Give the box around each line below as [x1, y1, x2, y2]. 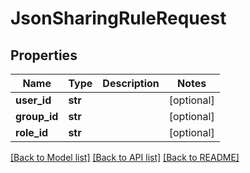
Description [102, 77, 160, 90]
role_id [15, 126, 49, 139]
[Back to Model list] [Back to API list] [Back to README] [10, 152, 240, 163]
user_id [15, 93, 52, 107]
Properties [10, 47, 78, 64]
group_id [15, 110, 59, 123]
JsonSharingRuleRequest [10, 7, 227, 30]
